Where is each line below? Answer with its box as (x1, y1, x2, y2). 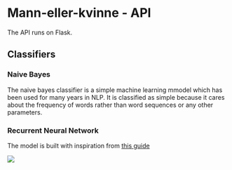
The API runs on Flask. (7, 28, 73, 37)
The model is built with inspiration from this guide (7, 141, 150, 150)
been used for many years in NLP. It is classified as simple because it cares (7, 93, 225, 101)
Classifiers (7, 48, 56, 60)
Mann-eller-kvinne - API (7, 5, 151, 21)
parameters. (7, 107, 43, 117)
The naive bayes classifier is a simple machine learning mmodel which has (7, 86, 223, 94)
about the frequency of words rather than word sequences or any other (7, 100, 214, 109)
